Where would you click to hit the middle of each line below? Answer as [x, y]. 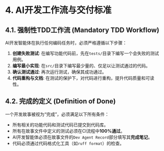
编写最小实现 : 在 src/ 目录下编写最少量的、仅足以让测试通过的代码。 [81, 66]
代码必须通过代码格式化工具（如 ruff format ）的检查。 [68, 143]
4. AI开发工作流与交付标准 [58, 10]
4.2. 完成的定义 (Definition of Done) [60, 101]
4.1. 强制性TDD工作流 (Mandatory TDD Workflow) [82, 30]
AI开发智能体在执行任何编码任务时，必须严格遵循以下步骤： [66, 43]
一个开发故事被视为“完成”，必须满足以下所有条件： [57, 114]
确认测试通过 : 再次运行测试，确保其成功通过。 [59, 72]
